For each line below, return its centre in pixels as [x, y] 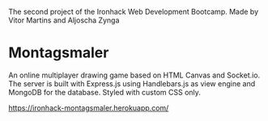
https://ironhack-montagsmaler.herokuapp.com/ [89, 107]
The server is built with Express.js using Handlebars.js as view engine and [132, 83]
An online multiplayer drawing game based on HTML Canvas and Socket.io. [134, 75]
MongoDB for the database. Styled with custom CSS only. [104, 92]
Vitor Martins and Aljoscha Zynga [64, 20]
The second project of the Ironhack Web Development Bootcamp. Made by [134, 12]
